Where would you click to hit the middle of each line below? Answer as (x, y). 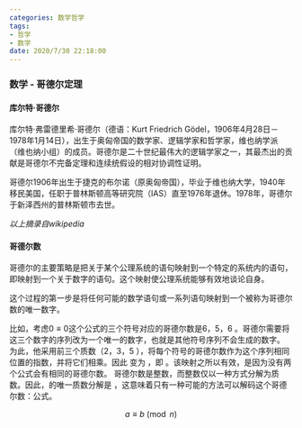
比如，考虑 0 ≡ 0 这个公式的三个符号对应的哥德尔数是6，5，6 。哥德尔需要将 (150, 329)
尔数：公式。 (33, 396)
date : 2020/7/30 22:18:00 (58, 51)
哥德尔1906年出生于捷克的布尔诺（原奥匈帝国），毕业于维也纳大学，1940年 (147, 182)
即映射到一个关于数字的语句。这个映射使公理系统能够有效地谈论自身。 (139, 279)
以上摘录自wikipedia (47, 224)
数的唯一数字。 (37, 310)
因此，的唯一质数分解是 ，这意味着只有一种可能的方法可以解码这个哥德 (156, 385)
